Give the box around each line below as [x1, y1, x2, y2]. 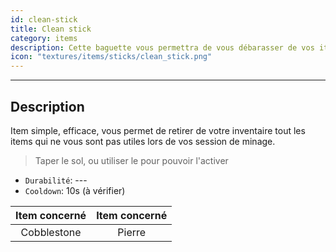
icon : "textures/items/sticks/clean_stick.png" [10, 52, 213, 62]
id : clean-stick [10, 14, 78, 25]
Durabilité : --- [24, 174, 88, 186]
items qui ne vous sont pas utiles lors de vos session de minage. [10, 135, 276, 147]
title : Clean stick [10, 24, 92, 34]
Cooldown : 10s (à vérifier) [24, 184, 126, 196]
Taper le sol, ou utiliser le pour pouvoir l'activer [34, 154, 229, 166]
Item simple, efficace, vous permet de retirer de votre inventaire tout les [10, 124, 306, 136]
